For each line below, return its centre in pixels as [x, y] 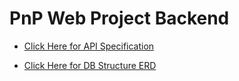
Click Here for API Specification [89, 46]
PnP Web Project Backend [119, 18]
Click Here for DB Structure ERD [90, 65]
